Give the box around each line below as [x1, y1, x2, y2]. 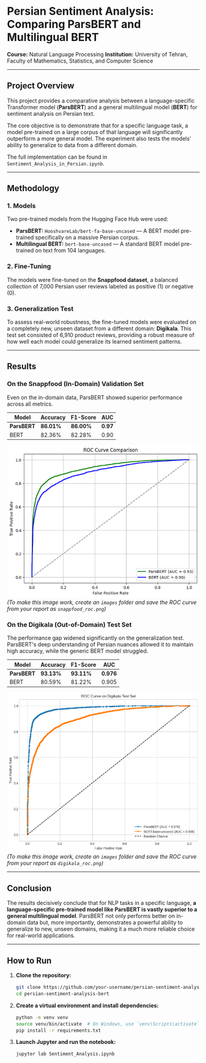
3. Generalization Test [7, 305, 74, 313]
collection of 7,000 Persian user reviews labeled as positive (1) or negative [7, 282, 194, 290]
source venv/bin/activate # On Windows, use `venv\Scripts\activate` [15, 1021, 200, 1027]
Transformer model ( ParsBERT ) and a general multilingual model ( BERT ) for [7, 103, 197, 111]
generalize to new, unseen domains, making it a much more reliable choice [7, 925, 195, 932]
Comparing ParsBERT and [7, 17, 141, 31]
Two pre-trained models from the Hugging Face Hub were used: [7, 216, 169, 223]
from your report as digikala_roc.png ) [7, 860, 104, 867]
